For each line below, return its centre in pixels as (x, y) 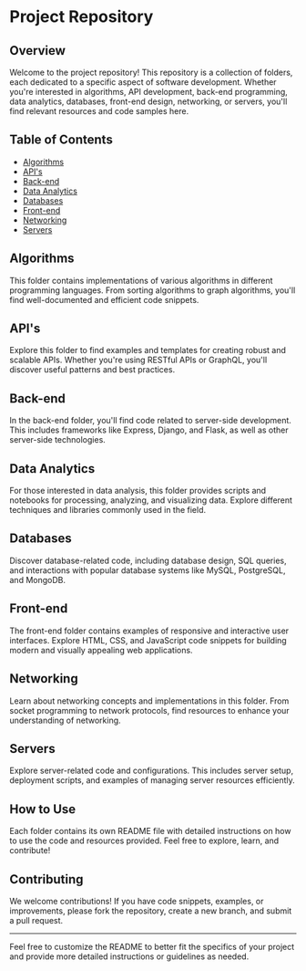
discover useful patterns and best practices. (92, 370)
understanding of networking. (65, 720)
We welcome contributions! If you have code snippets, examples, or (137, 901)
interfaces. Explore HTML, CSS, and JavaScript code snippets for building (148, 640)
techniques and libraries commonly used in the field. (108, 510)
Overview (38, 51)
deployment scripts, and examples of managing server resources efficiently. (153, 780)
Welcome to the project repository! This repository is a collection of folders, (151, 72)
